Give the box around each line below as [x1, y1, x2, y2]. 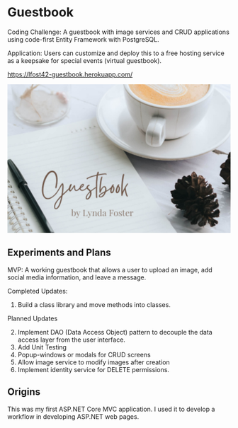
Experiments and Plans [7, 247, 111, 259]
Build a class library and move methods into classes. [17, 300, 171, 308]
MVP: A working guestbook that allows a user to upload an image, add [7, 265, 212, 274]
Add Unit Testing [17, 342, 67, 351]
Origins [7, 386, 41, 398]
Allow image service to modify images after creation [17, 358, 170, 366]
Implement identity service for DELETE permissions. [17, 365, 170, 374]
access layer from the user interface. [17, 335, 126, 344]
